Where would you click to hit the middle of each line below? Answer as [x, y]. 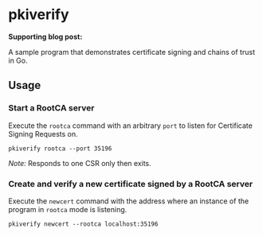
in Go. [18, 60]
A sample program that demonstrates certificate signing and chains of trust [131, 52]
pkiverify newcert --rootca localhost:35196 [83, 224]
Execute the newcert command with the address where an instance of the [129, 201]
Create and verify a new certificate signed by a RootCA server [131, 184]
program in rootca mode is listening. [68, 209]
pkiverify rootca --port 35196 [60, 149]
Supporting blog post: [45, 37]
